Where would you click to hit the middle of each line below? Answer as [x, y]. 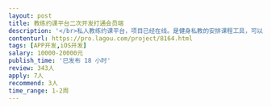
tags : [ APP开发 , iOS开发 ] [48, 46]
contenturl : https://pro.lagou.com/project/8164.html [101, 38]
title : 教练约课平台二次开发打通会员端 [66, 23]
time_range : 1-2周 [39, 91]
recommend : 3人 [33, 83]
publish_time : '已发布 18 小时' [60, 61]
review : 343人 [31, 68]
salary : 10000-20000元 [46, 53]
